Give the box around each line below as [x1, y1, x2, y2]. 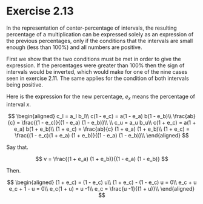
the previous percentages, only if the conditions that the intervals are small [6, 37, 193, 44]
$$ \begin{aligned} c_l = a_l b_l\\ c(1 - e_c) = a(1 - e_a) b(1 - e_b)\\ [8, 112, 171, 119]
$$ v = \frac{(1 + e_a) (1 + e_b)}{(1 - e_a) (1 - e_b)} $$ [35, 155, 168, 162]
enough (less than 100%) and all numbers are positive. [6, 44, 142, 51]
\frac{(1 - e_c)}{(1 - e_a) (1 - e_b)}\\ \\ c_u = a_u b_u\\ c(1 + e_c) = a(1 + [21, 119, 196, 126]
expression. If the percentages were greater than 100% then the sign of [6, 62, 185, 69]
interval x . [6, 100, 32, 108]
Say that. [6, 143, 28, 151]
